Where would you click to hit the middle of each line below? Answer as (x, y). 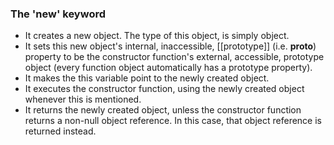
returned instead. (60, 131)
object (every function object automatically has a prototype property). (168, 68)
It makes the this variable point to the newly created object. (147, 78)
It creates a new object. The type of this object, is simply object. (157, 36)
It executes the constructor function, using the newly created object (164, 89)
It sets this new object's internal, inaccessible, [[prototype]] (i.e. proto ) (170, 46)
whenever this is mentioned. (83, 99)
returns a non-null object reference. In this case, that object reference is (173, 121)
